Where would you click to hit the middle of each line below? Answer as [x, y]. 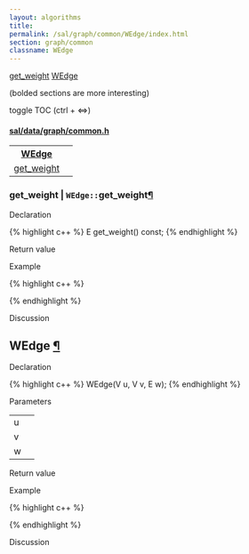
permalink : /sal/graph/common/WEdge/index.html [99, 34]
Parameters [30, 402]
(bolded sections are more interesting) [79, 93]
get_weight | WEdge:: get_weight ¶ [81, 195]
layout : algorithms [45, 17]
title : [21, 26]
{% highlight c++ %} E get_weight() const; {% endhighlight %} [124, 231]
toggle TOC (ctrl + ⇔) [50, 110]
